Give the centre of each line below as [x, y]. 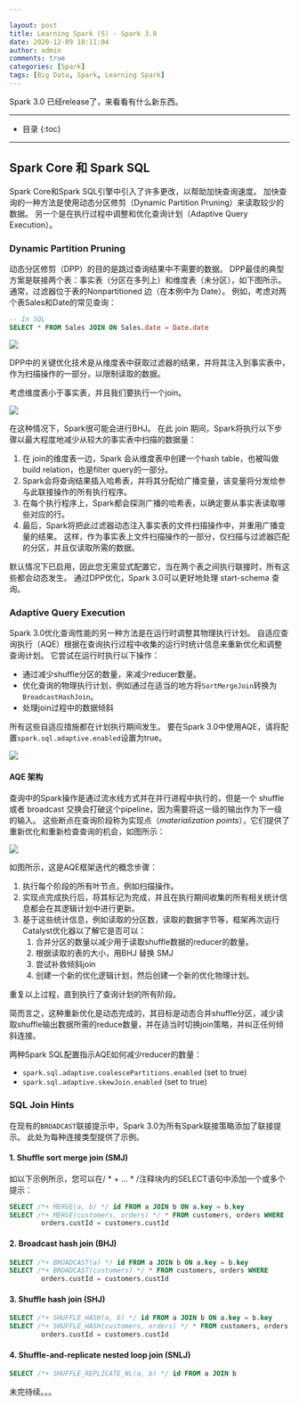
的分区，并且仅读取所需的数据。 [81, 547]
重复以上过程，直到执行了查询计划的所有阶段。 [95, 995]
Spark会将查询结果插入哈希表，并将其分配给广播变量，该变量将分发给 [150, 480]
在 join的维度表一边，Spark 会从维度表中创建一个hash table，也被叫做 [150, 458]
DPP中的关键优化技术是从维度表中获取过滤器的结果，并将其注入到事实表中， [149, 362]
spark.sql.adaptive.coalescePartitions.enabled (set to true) [134, 1072]
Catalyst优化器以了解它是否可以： [84, 931]
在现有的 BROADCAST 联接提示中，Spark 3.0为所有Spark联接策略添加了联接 [141, 1126]
